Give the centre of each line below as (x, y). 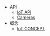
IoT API (24, 12)
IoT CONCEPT (31, 28)
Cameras (26, 17)
